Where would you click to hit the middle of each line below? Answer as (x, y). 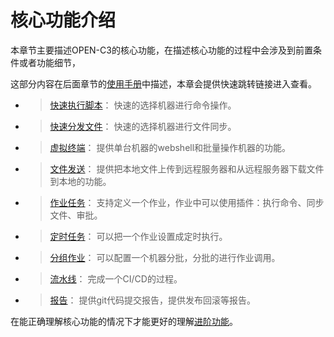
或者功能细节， (49, 62)
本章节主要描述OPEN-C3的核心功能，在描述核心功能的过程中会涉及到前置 (161, 50)
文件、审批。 (76, 215)
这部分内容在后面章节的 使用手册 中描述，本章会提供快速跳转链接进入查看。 (163, 83)
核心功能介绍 (63, 20)
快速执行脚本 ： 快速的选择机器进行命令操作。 (143, 105)
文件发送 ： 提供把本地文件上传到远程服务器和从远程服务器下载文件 (187, 168)
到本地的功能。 (80, 181)
